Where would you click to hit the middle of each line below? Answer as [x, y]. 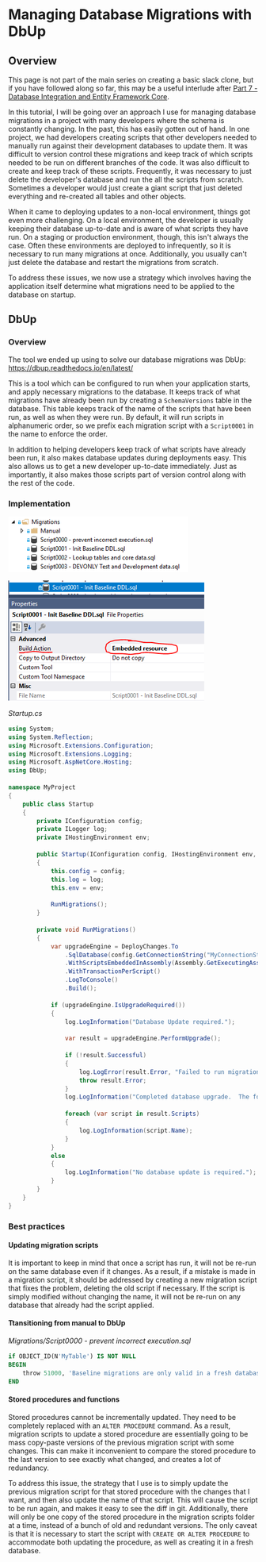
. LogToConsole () [91, 980]
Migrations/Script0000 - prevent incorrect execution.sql [100, 1341]
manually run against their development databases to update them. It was [128, 146]
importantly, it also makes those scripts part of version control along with [127, 475]
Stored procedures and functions [64, 1399]
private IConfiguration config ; [90, 821]
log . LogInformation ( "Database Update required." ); [150, 1021]
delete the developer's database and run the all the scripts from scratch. [126, 179]
